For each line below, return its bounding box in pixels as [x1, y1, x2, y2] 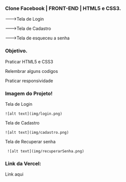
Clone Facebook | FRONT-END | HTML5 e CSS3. [5, 5, 121, 12]
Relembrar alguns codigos [5, 68, 58, 74]
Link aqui [5, 171, 24, 177]
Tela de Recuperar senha [5, 138, 56, 145]
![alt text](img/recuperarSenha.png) [7, 149, 84, 153]
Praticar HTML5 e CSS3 [5, 59, 53, 64]
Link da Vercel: [5, 160, 42, 167]
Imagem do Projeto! [5, 90, 53, 97]
